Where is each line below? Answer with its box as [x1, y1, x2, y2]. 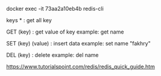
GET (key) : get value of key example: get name [6, 28, 124, 35]
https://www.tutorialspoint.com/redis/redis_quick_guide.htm [6, 63, 155, 70]
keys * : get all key [6, 17, 52, 23]
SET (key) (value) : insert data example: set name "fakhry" [6, 40, 151, 47]
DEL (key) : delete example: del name [6, 51, 99, 59]
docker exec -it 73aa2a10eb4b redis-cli [6, 5, 104, 12]
